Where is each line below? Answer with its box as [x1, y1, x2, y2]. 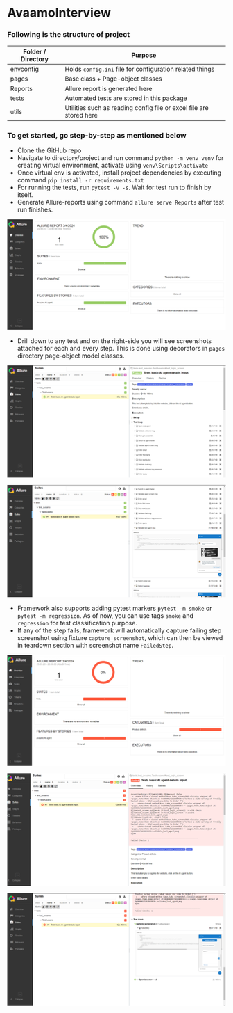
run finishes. [17, 205, 53, 214]
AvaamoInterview [7, 5, 112, 21]
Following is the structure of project [7, 30, 130, 40]
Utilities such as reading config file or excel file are [64, 104, 209, 112]
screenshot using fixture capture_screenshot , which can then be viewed [17, 633, 223, 641]
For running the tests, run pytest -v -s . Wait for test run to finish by [17, 183, 212, 192]
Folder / [23, 47, 46, 56]
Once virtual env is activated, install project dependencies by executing [17, 168, 222, 177]
